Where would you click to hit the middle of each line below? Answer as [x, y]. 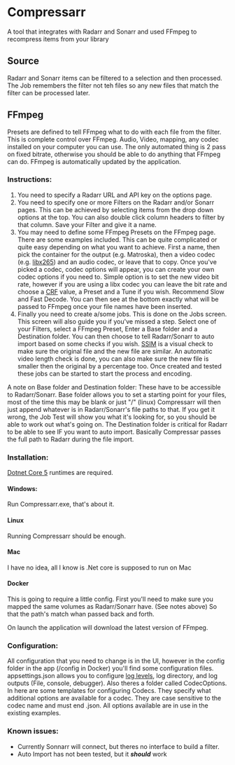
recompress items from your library [58, 39]
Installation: [28, 457]
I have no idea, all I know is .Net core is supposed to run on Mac [99, 567]
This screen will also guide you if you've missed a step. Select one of [117, 321]
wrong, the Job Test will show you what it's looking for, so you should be [112, 417]
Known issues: [33, 731]
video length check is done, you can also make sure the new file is [113, 359]
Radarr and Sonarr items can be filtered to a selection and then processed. [115, 78]
